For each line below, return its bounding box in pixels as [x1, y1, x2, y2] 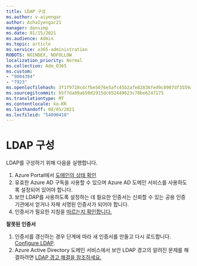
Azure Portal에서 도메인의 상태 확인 [14, 172, 97, 179]
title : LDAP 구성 [6, 8, 46, 15]
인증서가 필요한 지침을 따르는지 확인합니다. [14, 208, 113, 215]
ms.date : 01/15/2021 [6, 30, 57, 36]
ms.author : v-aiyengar [6, 14, 62, 20]
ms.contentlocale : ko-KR [6, 101, 67, 107]
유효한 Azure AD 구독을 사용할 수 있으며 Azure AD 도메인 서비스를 [14, 179, 167, 186]
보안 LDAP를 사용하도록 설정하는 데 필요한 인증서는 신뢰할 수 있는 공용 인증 [14, 194, 186, 201]
